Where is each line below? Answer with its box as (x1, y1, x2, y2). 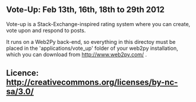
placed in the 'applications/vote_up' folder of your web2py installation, (6, 44, 178, 52)
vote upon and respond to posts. (6, 27, 86, 34)
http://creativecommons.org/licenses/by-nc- (6, 77, 178, 88)
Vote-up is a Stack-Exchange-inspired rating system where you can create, (6, 20, 191, 27)
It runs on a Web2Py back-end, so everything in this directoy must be (6, 38, 176, 45)
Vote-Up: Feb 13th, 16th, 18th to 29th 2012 (6, 5, 165, 15)
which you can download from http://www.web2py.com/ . (6, 50, 147, 58)
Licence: (6, 68, 39, 78)
